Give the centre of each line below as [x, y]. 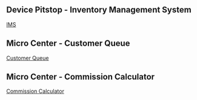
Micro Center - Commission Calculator [81, 77]
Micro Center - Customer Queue [68, 44]
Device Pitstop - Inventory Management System [99, 10]
